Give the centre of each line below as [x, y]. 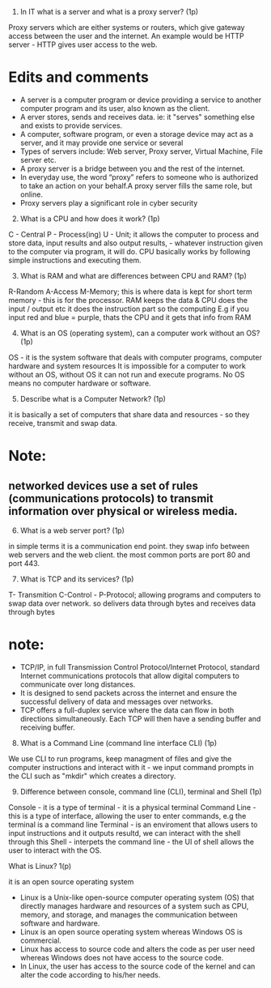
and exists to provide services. [71, 126]
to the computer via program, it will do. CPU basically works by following [129, 251]
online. [31, 194]
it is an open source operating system [71, 881]
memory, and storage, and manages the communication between [129, 914]
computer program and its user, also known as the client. [115, 108]
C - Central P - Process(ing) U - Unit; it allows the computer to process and [133, 234]
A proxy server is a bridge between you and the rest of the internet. [132, 168]
